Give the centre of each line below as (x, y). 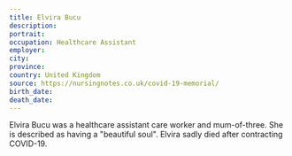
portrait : (27, 34)
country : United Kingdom (55, 75)
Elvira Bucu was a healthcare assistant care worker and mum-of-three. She (146, 125)
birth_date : (31, 91)
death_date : (31, 100)
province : (27, 67)
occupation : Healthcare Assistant (73, 42)
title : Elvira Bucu (45, 17)
